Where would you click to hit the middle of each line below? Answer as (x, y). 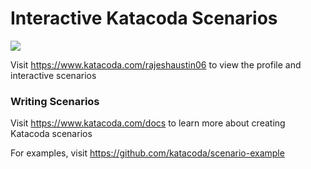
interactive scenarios (53, 75)
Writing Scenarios (55, 101)
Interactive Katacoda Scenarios (144, 18)
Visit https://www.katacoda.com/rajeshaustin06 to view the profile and (156, 64)
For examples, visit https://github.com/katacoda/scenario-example (147, 153)
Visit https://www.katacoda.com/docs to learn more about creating (148, 123)
